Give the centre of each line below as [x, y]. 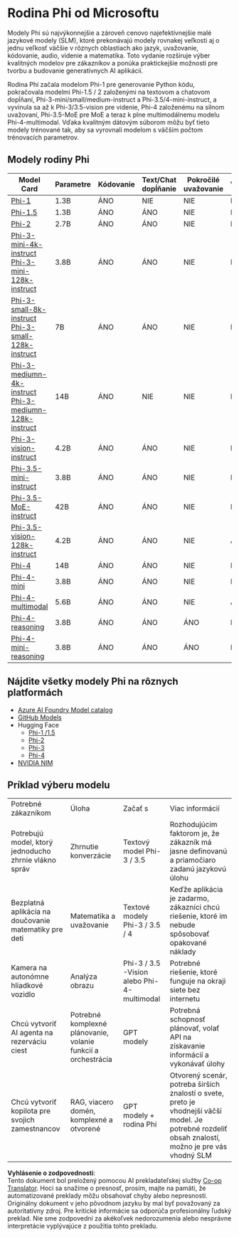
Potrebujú [27, 833]
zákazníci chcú [195, 907]
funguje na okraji [198, 981]
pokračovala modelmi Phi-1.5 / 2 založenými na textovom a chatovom [109, 92]
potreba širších [195, 1085]
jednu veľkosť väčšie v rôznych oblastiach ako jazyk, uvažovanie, [103, 48]
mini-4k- [27, 244]
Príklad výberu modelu [59, 785]
